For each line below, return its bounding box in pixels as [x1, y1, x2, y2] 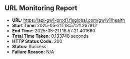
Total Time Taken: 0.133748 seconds [11, 33, 88, 39]
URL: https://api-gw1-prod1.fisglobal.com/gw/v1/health [11, 17, 125, 23]
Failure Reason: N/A [11, 49, 54, 55]
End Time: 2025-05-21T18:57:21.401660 [11, 27, 95, 34]
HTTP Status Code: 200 [11, 38, 62, 44]
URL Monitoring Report [4, 4, 78, 12]
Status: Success [11, 43, 46, 49]
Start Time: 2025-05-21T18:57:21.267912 [11, 22, 97, 28]
